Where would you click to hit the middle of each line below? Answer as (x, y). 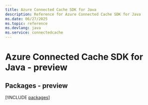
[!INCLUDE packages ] (28, 97)
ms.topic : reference (27, 23)
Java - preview (37, 68)
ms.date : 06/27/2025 (27, 19)
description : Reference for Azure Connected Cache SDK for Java (73, 14)
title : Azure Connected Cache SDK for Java (51, 10)
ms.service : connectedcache (34, 33)
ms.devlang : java (23, 28)
